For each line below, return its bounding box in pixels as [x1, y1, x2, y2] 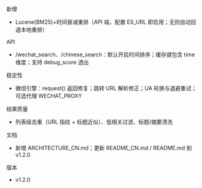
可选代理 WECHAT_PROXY [15, 92, 83, 99]
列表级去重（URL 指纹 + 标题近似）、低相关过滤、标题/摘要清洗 [15, 118, 173, 126]
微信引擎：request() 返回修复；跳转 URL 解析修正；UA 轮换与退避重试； [15, 85, 197, 92]
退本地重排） [15, 26, 48, 33]
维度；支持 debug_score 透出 [15, 59, 89, 66]
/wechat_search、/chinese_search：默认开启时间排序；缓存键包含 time [15, 51, 195, 58]
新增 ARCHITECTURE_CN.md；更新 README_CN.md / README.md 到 [15, 145, 192, 151]
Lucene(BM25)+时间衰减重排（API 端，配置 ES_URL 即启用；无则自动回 [15, 18, 196, 26]
